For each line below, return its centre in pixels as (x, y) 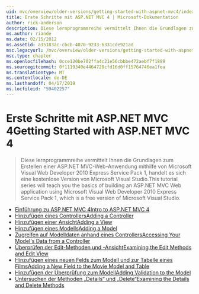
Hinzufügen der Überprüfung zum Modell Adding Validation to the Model (103, 272)
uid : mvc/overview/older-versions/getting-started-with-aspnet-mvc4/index (100, 12)
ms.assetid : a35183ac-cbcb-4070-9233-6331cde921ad (70, 45)
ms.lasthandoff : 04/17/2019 (41, 84)
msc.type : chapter (29, 56)
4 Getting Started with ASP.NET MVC (98, 131)
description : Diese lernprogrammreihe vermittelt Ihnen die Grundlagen (96, 28)
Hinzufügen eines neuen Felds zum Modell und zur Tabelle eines (94, 260)
